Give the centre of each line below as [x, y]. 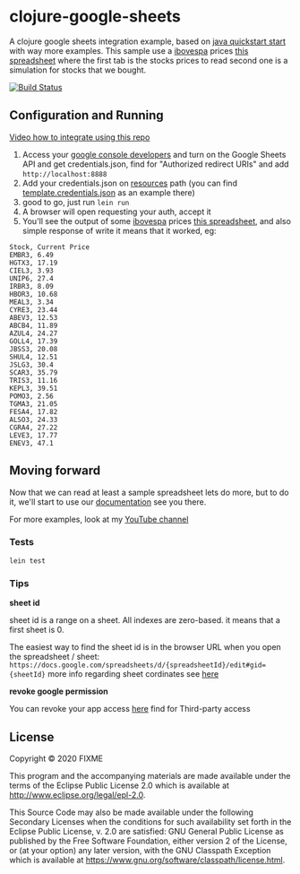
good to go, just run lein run [76, 202]
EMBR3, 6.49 [31, 255]
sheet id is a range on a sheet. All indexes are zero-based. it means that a [145, 620]
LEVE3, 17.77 [34, 435]
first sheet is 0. [37, 630]
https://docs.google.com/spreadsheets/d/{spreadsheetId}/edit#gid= [138, 665]
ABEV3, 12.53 [34, 317]
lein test [28, 561]
